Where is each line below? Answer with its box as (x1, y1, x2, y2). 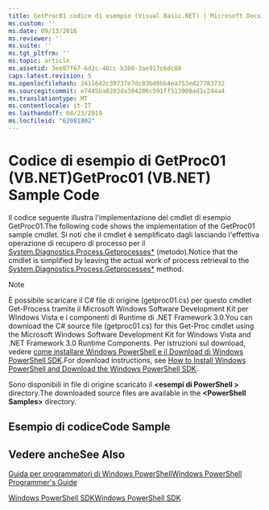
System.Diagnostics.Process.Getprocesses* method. (8, 264, 184, 274)
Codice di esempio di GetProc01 (8, 152, 226, 170)
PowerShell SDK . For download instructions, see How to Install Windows (8, 355, 246, 365)
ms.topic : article (8, 57, 70, 65)
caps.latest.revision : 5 (8, 72, 92, 80)
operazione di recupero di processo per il (8, 238, 146, 248)
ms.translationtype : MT (8, 94, 89, 102)
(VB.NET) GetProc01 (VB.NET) (8, 169, 211, 187)
